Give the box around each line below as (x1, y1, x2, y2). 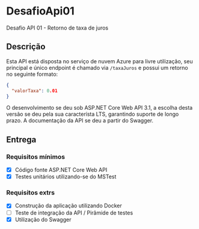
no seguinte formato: (6, 71, 58, 78)
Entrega (6, 134, 37, 145)
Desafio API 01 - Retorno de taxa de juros (6, 24, 109, 31)
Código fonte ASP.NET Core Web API (14, 166, 108, 174)
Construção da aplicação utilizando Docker (14, 202, 122, 209)
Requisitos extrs (6, 189, 55, 197)
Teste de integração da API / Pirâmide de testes (14, 209, 133, 216)
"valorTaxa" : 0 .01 (11, 87, 58, 94)
